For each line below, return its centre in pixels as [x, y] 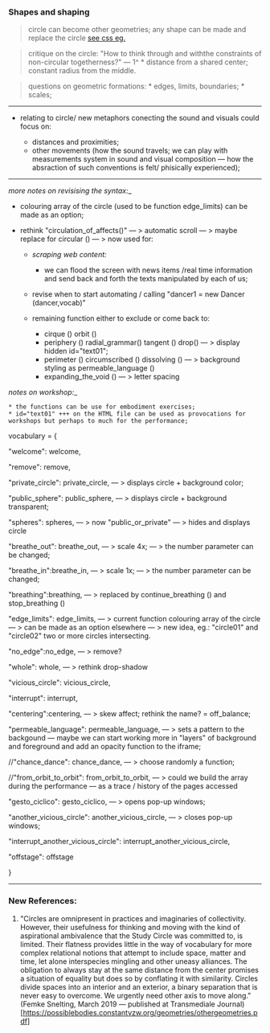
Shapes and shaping [49, 12]
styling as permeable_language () [99, 368]
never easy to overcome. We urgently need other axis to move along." [135, 995]
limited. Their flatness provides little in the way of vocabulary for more [136, 944]
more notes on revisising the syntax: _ [70, 191]
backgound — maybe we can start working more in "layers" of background [133, 738]
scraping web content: [69, 255]
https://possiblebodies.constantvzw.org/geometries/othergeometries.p [141, 1012]
